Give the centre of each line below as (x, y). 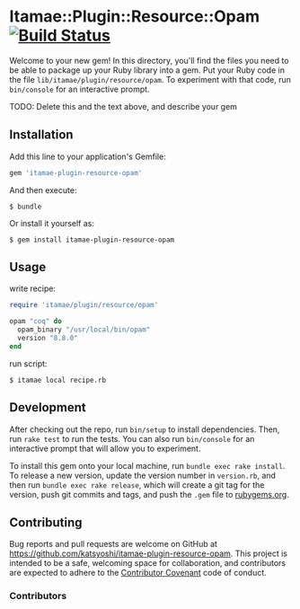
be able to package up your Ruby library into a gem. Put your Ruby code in (147, 70)
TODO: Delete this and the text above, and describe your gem (124, 106)
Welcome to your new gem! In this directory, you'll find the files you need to (149, 60)
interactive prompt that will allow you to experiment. (105, 448)
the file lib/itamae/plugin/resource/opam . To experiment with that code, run (150, 79)
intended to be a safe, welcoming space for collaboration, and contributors (147, 563)
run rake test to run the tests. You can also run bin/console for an (132, 438)
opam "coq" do (36, 322)
